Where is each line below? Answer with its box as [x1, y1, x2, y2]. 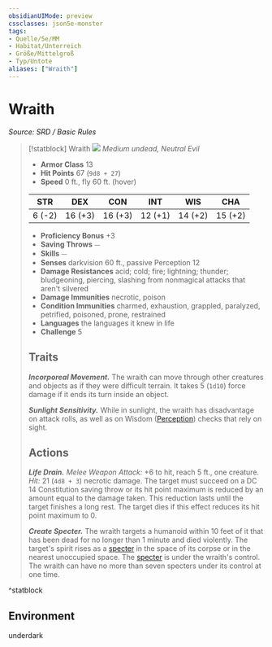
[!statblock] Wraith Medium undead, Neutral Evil [28, 143, 201, 153]
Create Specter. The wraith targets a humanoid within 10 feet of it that [28, 527, 264, 536]
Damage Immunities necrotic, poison [40, 292, 166, 302]
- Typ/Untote [8, 58, 53, 66]
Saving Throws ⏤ [40, 239, 101, 249]
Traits [28, 351, 59, 365]
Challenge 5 [40, 326, 83, 336]
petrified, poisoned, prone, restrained [40, 309, 166, 319]
